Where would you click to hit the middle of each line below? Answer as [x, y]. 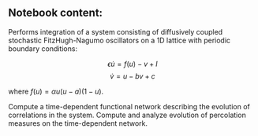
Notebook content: [56, 13]
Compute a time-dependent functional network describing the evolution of [129, 106]
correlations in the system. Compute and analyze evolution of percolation [127, 115]
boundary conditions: [43, 48]
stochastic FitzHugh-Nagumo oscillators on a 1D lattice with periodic [120, 40]
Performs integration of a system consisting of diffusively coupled [116, 31]
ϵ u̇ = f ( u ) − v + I [133, 64]
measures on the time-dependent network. [78, 123]
